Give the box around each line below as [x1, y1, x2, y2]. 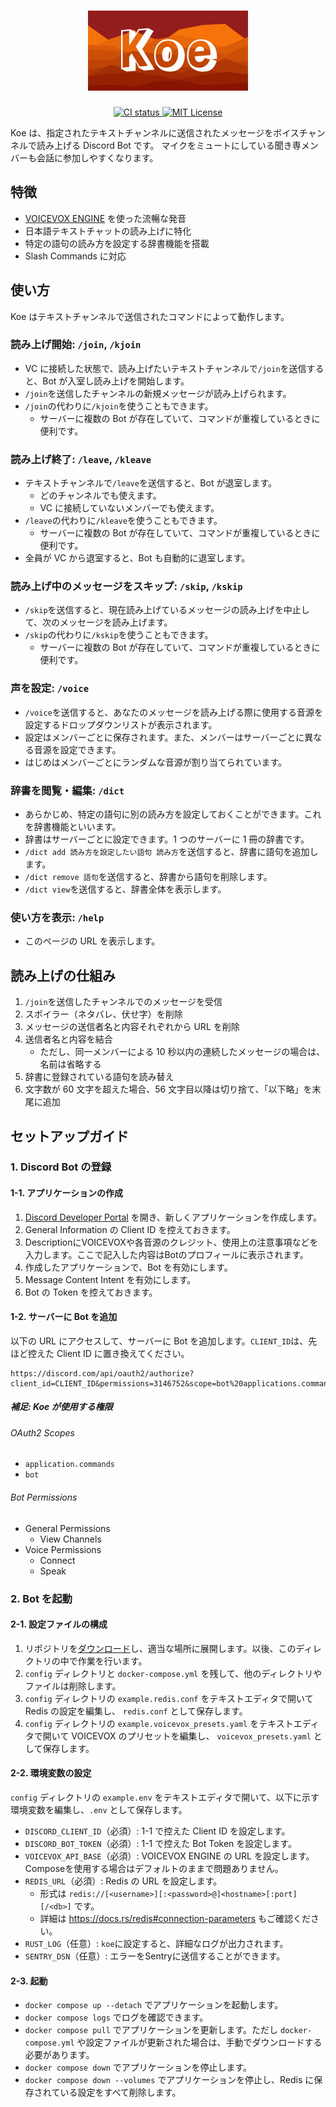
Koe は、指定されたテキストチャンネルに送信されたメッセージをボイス [10, 126, 300, 139]
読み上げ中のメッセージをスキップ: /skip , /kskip [10, 580, 243, 594]
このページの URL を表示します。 [24, 935, 161, 947]
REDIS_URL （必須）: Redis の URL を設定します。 [24, 1875, 223, 1887]
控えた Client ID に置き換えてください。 [27, 1347, 190, 1359]
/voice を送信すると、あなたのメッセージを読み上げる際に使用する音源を [24, 706, 323, 718]
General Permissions [24, 1522, 111, 1534]
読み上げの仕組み [10, 967, 116, 984]
